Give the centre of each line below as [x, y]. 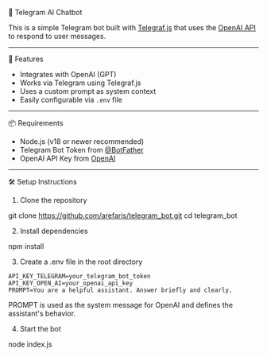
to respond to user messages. [57, 36]
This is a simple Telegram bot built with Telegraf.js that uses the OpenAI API [132, 27]
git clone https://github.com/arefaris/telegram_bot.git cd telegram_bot [123, 215]
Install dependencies [54, 231]
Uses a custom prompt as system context [88, 91]
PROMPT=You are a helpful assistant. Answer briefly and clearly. [120, 290]
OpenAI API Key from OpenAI [68, 158]
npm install [26, 246]
